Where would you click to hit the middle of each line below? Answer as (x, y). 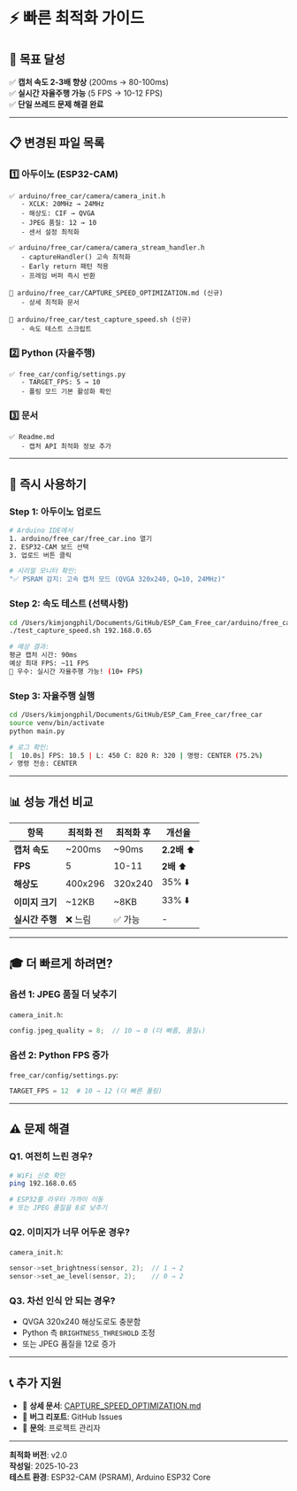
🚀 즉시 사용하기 (48, 484)
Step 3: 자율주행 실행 (52, 696)
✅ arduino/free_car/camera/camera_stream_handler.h (107, 247)
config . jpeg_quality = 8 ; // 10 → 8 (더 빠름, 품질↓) (107, 1031)
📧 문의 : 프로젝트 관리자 (61, 1428)
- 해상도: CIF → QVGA (58, 213)
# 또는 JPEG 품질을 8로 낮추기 (58, 1208)
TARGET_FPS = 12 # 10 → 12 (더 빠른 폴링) (86, 1091)
